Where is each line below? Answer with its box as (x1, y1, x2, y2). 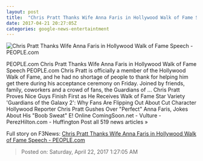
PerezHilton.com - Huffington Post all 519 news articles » (6, 119, 148, 126)
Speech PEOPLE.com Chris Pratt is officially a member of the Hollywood (6, 67, 186, 74)
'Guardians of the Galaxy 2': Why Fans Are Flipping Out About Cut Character (6, 99, 196, 107)
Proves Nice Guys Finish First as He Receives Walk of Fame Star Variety (6, 93, 185, 100)
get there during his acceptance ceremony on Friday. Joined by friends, (6, 80, 185, 87)
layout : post (6, 8, 39, 15)
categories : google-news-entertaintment (6, 25, 110, 32)
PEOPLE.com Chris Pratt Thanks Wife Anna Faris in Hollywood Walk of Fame (6, 61, 197, 68)
